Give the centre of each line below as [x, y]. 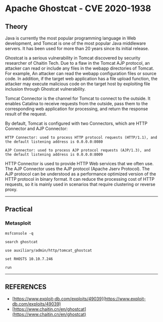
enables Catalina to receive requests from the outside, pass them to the [76, 104]
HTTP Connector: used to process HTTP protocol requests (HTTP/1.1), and [81, 137]
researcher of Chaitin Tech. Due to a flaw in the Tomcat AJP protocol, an [78, 63]
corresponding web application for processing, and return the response [76, 109]
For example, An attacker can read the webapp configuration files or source [81, 73]
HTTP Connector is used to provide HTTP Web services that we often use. [79, 163]
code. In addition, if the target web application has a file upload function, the [81, 79]
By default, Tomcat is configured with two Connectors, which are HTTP [76, 123]
